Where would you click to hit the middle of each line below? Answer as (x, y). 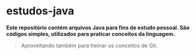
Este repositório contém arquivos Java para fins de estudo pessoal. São (98, 27)
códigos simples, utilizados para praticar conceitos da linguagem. (91, 33)
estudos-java (40, 11)
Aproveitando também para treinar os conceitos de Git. (89, 45)
